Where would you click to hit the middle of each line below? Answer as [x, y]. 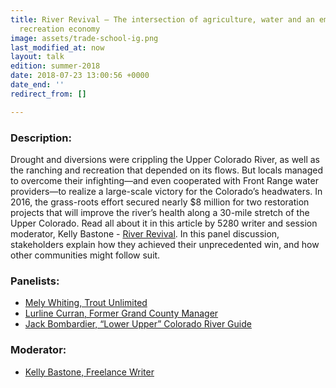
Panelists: [35, 281]
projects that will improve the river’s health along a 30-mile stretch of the [160, 212]
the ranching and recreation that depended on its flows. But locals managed [166, 170]
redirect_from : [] [48, 94]
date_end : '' [37, 85]
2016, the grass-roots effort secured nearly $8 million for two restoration [160, 202]
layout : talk [37, 57]
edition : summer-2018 [55, 66]
